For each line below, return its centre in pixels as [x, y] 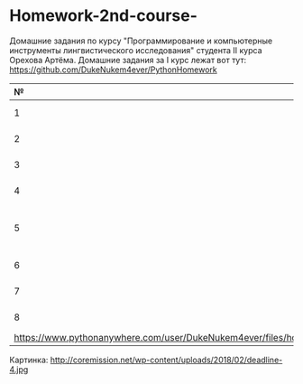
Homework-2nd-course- [104, 16]
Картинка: [29, 360]
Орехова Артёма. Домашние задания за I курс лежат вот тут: [128, 60]
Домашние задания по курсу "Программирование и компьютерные [141, 41]
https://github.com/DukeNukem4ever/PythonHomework [114, 70]
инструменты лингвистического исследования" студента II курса [136, 50]
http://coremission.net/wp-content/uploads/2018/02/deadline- [166, 360]
